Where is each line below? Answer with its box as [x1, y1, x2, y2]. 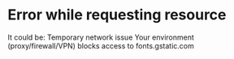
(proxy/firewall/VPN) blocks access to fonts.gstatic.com [7, 40, 194, 50]
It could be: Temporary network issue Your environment [7, 32, 194, 42]
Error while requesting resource [7, 6, 227, 24]
